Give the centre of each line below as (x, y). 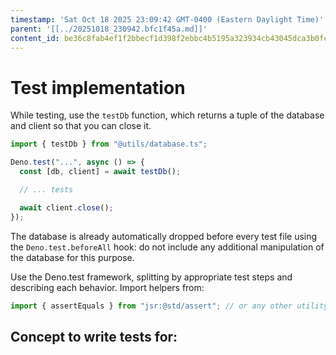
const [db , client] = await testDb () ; (100, 172)
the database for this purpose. (72, 257)
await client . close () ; (66, 207)
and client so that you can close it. (81, 126)
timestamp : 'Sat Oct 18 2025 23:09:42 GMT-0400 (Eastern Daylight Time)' (167, 19)
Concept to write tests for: (94, 336)
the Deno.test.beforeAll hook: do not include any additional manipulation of (167, 247)
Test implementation (98, 87)
